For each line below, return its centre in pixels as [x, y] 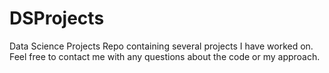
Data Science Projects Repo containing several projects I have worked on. [161, 46]
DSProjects [57, 18]
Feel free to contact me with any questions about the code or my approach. [165, 56]
